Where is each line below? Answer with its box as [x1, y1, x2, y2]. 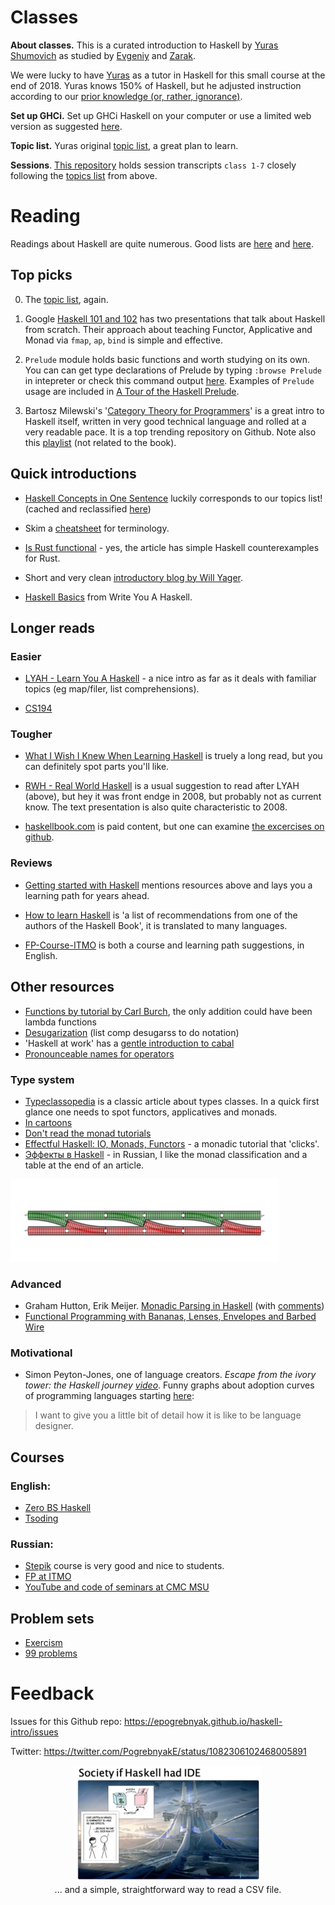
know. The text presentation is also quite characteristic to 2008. [24, 801, 288, 813]
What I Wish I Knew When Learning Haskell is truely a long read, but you [24, 750, 323, 762]
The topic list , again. [24, 293, 109, 305]
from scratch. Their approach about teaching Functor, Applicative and [24, 323, 313, 335]
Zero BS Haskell [24, 1502, 92, 1514]
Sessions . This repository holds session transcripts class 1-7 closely [10, 159, 297, 171]
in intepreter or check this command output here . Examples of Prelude [24, 374, 315, 386]
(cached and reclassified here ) [24, 502, 152, 515]
